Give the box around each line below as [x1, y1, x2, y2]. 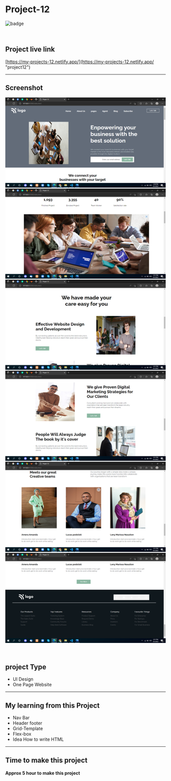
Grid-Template [12, 725, 43, 732]
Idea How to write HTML [12, 736, 64, 742]
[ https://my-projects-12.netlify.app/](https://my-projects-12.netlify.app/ [5, 59, 154, 65]
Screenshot [5, 84, 43, 92]
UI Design [12, 676, 34, 682]
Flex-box [12, 731, 32, 737]
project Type [5, 662, 47, 671]
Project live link [5, 45, 55, 54]
